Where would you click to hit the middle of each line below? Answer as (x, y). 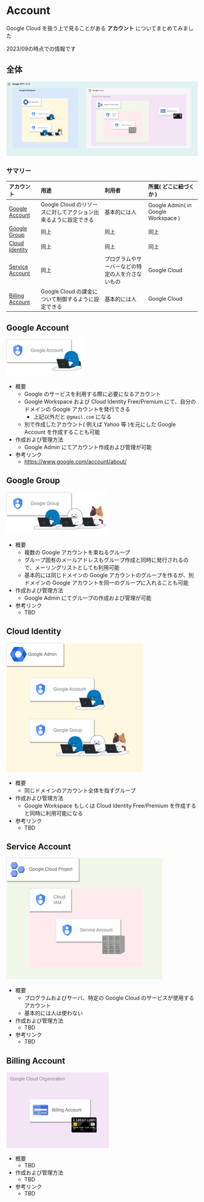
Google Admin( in (170, 205)
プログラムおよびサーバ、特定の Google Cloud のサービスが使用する (109, 998)
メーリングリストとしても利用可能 (77, 567)
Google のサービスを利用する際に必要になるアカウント (92, 394)
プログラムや (120, 259)
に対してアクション (70, 212)
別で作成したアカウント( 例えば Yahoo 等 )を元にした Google (100, 424)
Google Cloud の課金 (66, 291)
